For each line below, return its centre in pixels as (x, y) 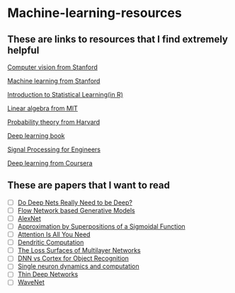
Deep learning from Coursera (50, 163)
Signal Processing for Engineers (54, 149)
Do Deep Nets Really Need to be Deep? (75, 202)
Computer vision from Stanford (52, 67)
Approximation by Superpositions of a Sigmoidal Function (101, 226)
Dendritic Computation (51, 243)
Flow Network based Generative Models (76, 210)
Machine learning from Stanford (54, 81)
